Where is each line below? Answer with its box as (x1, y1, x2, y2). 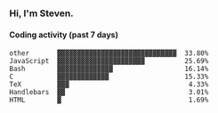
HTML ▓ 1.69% (9, 96, 209, 105)
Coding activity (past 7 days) (9, 29, 118, 40)
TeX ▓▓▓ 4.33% (9, 80, 209, 89)
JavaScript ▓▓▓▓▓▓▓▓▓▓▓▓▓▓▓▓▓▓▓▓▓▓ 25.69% (9, 57, 209, 66)
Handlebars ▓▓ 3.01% (9, 88, 209, 97)
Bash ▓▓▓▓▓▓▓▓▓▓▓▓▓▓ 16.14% (9, 65, 209, 74)
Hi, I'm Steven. (9, 7, 74, 20)
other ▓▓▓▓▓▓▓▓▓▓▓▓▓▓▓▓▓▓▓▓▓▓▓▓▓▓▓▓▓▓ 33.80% (9, 49, 209, 58)
